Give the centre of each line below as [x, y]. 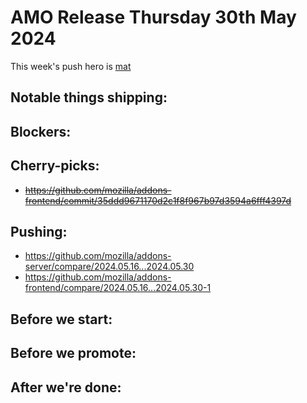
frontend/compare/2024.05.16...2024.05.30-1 [118, 288]
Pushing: [39, 231]
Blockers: [41, 131]
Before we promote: [73, 353]
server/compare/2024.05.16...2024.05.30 [109, 267]
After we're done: [66, 387]
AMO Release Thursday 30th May [153, 17]
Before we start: [61, 319]
